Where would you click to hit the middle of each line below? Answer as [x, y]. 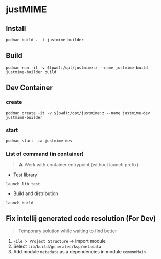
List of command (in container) [45, 154]
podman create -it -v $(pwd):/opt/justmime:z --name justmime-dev [78, 113]
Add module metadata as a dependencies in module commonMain [79, 251]
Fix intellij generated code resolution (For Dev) [81, 219]
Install [16, 28]
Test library [25, 175]
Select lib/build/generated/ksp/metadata [57, 246]
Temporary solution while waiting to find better [67, 231]
